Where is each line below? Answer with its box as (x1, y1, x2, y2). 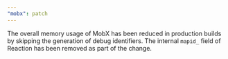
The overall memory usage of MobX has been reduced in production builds (7, 29, 222, 37)
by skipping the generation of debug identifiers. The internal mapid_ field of (7, 36, 221, 45)
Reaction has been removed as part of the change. (7, 44, 152, 52)
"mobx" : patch (7, 10, 49, 17)
